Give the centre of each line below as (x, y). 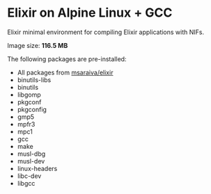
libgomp (29, 95)
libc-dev (29, 176)
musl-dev (31, 161)
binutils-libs (34, 80)
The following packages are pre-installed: (67, 59)
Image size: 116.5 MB (38, 45)
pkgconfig (32, 109)
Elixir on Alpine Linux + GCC (90, 13)
